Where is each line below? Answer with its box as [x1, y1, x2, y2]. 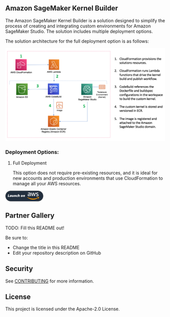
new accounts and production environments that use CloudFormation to [12, 175, 163, 181]
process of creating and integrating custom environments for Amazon [5, 23, 151, 29]
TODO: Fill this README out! [5, 225, 64, 231]
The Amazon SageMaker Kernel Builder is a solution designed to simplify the [5, 17, 165, 23]
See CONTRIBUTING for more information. [5, 278, 94, 284]
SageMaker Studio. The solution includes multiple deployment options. [5, 28, 153, 34]
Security [5, 264, 33, 273]
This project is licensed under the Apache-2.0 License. [5, 306, 120, 312]
